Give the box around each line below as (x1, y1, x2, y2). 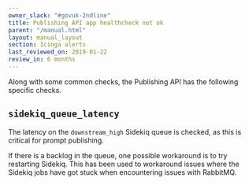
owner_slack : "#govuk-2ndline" (8, 11, 111, 20)
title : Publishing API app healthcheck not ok (8, 19, 164, 27)
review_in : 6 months (8, 56, 76, 64)
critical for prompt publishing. (8, 135, 104, 145)
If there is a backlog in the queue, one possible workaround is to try (8, 150, 228, 160)
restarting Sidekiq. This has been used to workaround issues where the (8, 159, 240, 168)
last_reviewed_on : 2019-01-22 (8, 48, 108, 56)
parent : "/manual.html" (8, 26, 87, 34)
